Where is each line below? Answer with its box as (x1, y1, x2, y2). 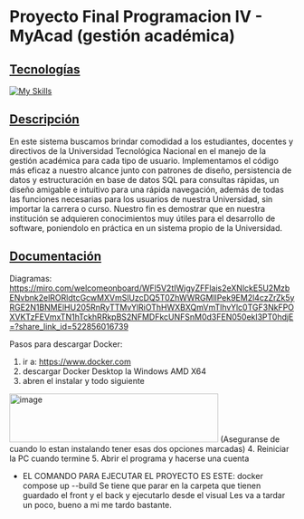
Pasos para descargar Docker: (9, 338, 123, 350)
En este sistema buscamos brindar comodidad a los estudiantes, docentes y (9, 136, 294, 147)
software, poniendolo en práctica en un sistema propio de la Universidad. (9, 222, 283, 233)
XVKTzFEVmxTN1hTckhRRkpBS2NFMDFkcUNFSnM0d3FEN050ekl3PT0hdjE (9, 311, 294, 322)
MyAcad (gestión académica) (9, 25, 235, 46)
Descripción (9, 111, 80, 128)
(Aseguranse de (220, 433, 280, 445)
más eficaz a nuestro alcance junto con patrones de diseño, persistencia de (9, 165, 292, 176)
